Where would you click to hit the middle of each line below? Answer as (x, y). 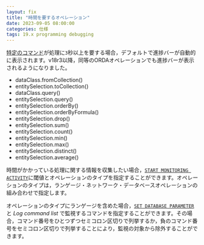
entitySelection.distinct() (46, 151)
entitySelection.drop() (43, 119)
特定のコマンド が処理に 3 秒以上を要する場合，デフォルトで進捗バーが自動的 (101, 53)
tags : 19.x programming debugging (50, 35)
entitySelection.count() (44, 132)
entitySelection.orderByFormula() (57, 112)
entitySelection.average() (47, 157)
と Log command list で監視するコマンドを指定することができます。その (97, 213)
